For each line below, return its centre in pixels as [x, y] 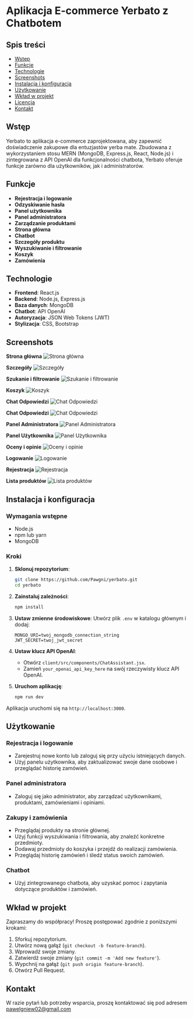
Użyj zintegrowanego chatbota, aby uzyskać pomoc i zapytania [91, 883]
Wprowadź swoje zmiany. [45, 952]
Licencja [24, 102]
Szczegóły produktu [40, 241]
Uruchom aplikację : [38, 686]
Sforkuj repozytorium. [41, 939]
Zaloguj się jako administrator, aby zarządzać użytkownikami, [88, 796]
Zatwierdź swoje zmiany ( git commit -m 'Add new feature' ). [87, 958]
